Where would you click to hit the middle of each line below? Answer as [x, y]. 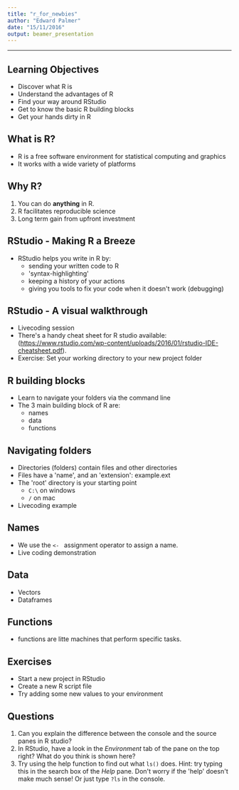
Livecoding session [46, 328]
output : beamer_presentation [51, 34]
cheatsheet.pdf [40, 350]
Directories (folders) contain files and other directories [97, 467]
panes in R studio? [45, 741]
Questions [31, 716]
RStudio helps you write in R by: [64, 258]
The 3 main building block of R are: [69, 405]
